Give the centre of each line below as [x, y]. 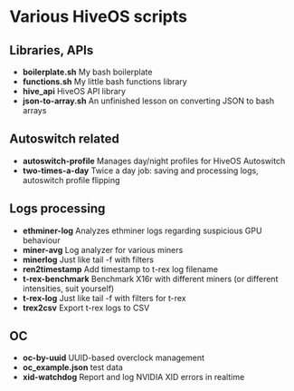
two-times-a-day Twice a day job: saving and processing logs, [141, 171]
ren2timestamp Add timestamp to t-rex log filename [120, 269]
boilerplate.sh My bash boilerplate [87, 72]
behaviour [41, 240]
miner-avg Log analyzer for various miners [103, 249]
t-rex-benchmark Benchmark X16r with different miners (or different [150, 279]
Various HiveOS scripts [99, 17]
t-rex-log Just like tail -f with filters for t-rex [104, 298]
